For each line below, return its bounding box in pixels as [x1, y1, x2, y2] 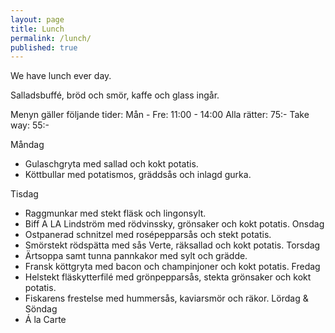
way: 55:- [10, 119, 50, 131]
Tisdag [10, 188, 39, 200]
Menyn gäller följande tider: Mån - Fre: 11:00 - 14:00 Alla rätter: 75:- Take [10, 109, 310, 121]
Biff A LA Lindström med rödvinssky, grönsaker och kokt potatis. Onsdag [24, 218, 325, 230]
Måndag [10, 139, 45, 151]
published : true [10, 42, 78, 53]
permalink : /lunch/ [10, 33, 92, 43]
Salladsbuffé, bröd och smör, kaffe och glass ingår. [10, 89, 220, 101]
